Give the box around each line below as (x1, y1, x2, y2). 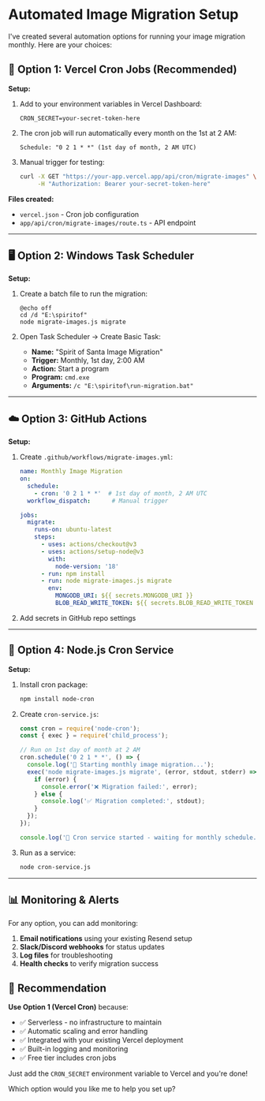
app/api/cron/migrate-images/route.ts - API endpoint (19, 218, 196, 227)
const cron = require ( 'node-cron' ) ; (19, 724, 140, 733)
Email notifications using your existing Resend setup (19, 933, 192, 943)
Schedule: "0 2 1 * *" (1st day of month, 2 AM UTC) (19, 144, 197, 151)
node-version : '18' (54, 562, 120, 570)
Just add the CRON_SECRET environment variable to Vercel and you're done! (8, 1069, 248, 1078)
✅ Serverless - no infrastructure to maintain (19, 1017, 162, 1027)
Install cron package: (19, 680, 88, 689)
